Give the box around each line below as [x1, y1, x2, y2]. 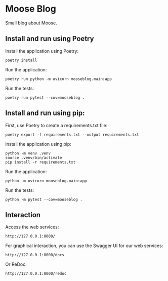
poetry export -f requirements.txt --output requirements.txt [5, 132, 139, 137]
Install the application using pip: [5, 141, 72, 147]
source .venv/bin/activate [5, 155, 62, 160]
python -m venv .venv [5, 150, 51, 156]
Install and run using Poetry [5, 34, 95, 43]
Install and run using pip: [5, 109, 85, 117]
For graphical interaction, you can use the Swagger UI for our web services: [5, 243, 163, 249]
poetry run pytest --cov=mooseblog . [5, 95, 85, 100]
